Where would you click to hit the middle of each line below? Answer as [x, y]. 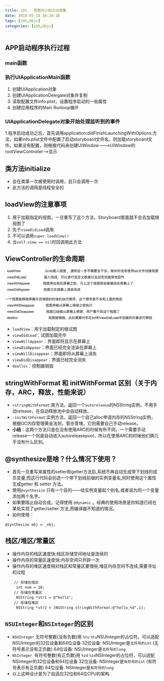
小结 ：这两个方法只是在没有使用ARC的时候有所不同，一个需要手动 [79, 430]
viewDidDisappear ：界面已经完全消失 [49, 360]
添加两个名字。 [27, 496]
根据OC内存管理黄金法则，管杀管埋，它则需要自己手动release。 [76, 424]
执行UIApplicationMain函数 [38, 77]
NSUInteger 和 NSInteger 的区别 [49, 624]
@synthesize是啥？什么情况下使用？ [61, 459]
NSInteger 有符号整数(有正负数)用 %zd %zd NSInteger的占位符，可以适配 [83, 655]
